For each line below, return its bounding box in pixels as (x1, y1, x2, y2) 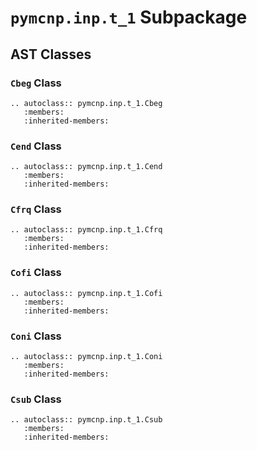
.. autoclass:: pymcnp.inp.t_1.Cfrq (10, 225, 163, 235)
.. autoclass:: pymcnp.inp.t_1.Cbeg (10, 98, 163, 108)
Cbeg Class (10, 76, 62, 90)
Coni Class (10, 329, 62, 343)
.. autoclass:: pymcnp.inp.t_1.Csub (10, 415, 163, 425)
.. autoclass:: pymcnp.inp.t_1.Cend (10, 162, 163, 172)
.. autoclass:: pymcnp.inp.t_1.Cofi (10, 288, 163, 298)
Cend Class (10, 139, 62, 153)
